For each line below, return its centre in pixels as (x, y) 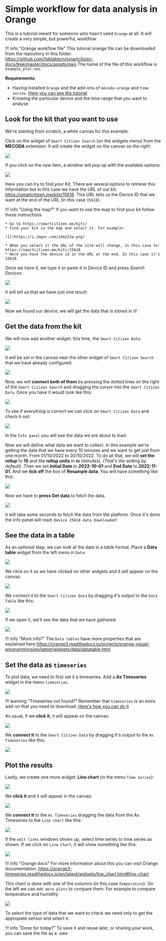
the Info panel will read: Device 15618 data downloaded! (62, 519)
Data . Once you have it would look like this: (49, 392)
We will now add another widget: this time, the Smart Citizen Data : (73, 338)
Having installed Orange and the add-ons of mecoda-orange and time (81, 87)
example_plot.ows (23, 69)
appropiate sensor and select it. (37, 918)
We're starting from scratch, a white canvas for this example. (67, 131)
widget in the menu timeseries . (37, 682)
